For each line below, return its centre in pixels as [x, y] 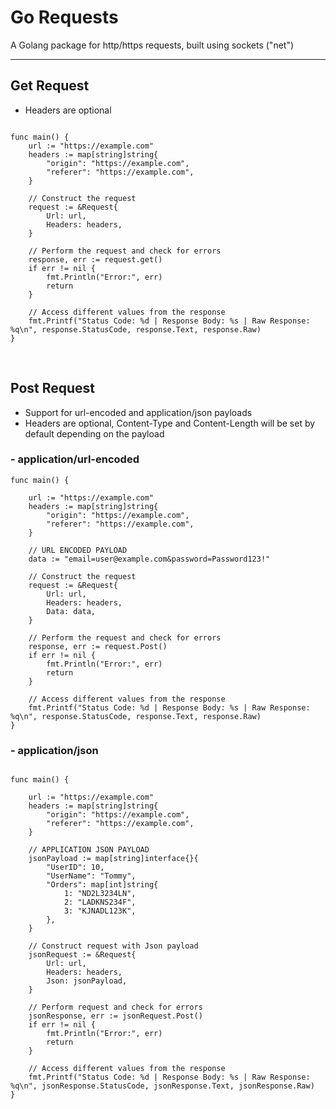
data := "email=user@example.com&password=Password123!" [149, 559]
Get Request [50, 86]
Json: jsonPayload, [87, 981]
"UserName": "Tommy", [91, 876]
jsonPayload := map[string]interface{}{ [113, 859]
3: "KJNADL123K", [100, 911]
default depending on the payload [94, 433]
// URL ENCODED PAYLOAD [78, 550]
